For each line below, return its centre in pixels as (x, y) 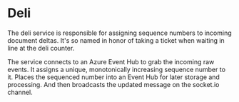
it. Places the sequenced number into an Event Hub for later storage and (113, 77)
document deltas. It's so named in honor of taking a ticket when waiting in (116, 40)
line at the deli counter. (41, 48)
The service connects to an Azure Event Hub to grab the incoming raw (111, 61)
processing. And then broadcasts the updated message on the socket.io (113, 84)
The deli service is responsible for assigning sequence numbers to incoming (119, 33)
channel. (20, 92)
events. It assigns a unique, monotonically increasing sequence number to (117, 69)
